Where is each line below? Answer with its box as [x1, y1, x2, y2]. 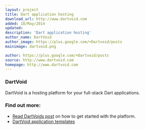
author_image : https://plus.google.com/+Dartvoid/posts [5, 40, 122, 44]
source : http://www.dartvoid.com [5, 57, 74, 62]
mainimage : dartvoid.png [5, 44, 56, 49]
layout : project [5, 7, 38, 12]
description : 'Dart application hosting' [5, 30, 92, 35]
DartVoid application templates [12, 118, 75, 124]
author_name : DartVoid [5, 35, 52, 40]
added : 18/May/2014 [5, 21, 45, 26]
